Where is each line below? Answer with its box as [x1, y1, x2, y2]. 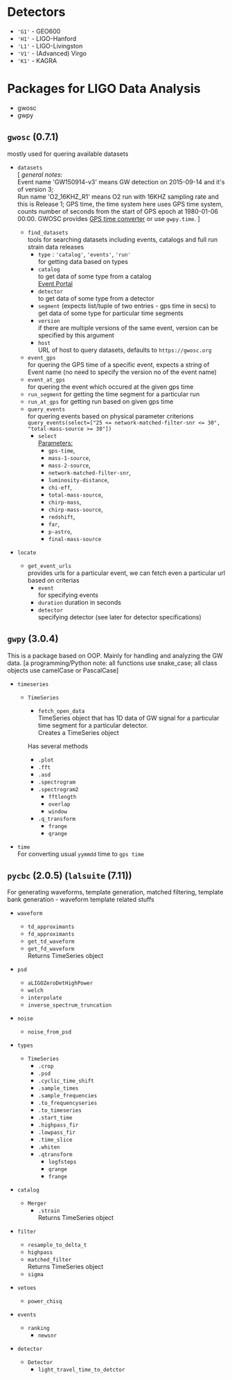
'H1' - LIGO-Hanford [17, 34, 77, 42]
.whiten [37, 1144, 60, 1151]
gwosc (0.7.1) [7, 131, 59, 143]
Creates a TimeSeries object [37, 728, 119, 736]
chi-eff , [48, 483, 73, 491]
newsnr [37, 1332, 57, 1339]
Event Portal [37, 279, 73, 287]
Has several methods [27, 742, 89, 750]
